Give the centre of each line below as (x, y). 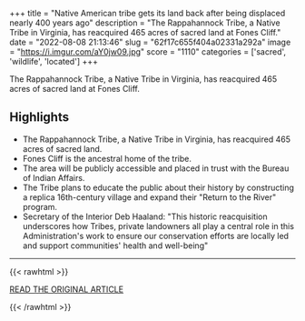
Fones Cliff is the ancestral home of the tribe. (107, 158)
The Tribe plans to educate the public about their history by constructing (158, 187)
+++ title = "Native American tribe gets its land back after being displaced (148, 13)
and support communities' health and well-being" (115, 246)
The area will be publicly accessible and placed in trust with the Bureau (156, 168)
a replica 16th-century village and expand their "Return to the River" (149, 197)
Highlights (39, 117)
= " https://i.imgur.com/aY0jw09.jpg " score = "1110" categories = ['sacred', (148, 52)
